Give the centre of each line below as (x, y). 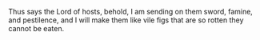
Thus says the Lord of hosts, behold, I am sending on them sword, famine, (131, 12)
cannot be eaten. (36, 28)
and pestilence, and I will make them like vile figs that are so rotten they (126, 20)
